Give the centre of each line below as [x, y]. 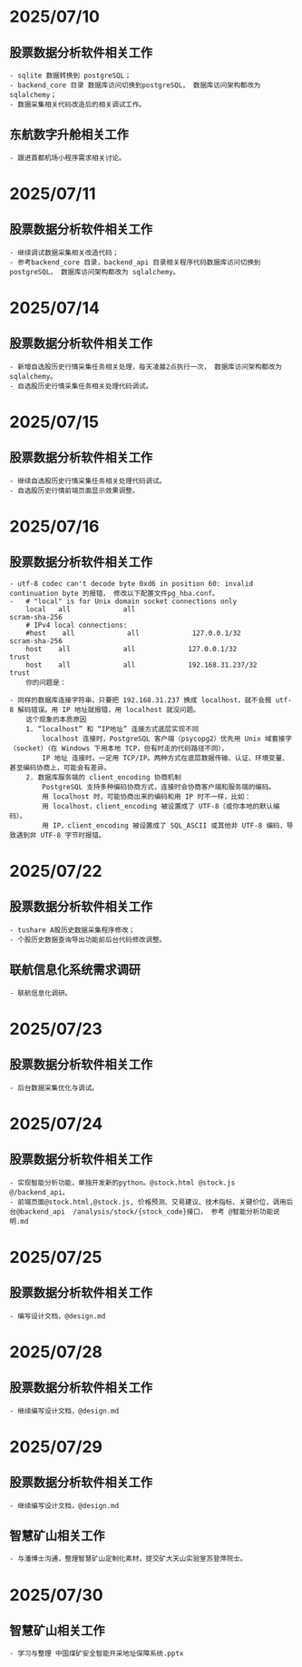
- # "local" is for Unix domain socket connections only [123, 601]
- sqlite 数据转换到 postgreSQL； [70, 75]
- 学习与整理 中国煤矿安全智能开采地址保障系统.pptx [97, 1654]
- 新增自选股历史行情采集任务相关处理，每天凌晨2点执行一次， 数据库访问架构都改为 [146, 367]
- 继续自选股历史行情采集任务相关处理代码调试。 [88, 481]
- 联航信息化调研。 [41, 993]
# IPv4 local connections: [77, 625]
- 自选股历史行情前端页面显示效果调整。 [74, 491]
